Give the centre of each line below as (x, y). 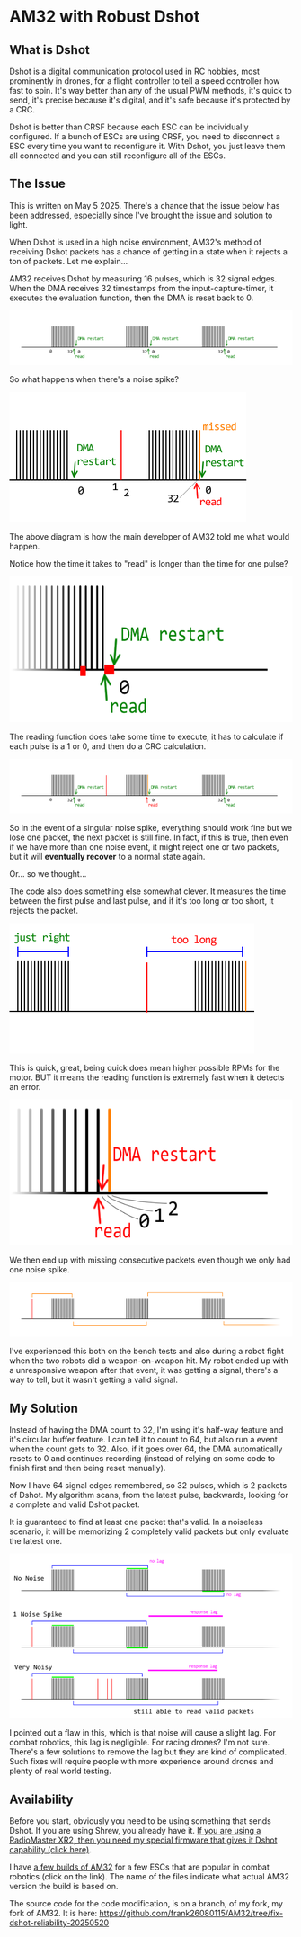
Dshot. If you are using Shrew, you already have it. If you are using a (135, 1830)
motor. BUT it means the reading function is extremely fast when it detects (147, 1077)
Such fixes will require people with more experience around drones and (142, 1762)
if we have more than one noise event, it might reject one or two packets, (144, 847)
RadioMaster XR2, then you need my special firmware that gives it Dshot (143, 1840)
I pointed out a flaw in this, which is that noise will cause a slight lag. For (143, 1733)
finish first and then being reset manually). (88, 1468)
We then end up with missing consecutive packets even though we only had (150, 1260)
